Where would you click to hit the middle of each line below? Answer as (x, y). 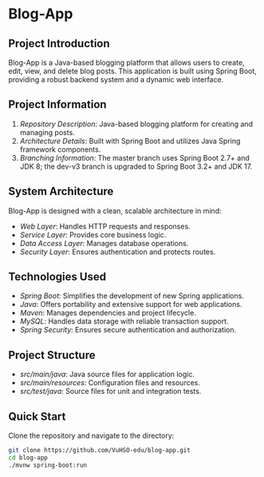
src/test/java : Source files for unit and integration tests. (110, 392)
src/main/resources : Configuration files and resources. (110, 383)
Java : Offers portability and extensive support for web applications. (131, 304)
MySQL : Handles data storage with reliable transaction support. (124, 321)
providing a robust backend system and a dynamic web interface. (116, 79)
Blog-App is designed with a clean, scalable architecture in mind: (115, 211)
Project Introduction (59, 44)
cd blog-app (28, 457)
